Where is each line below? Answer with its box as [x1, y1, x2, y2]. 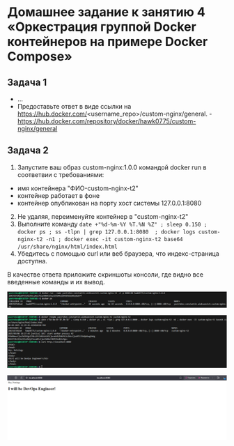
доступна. [17, 256, 47, 265]
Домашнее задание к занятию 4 [7, 4, 205, 20]
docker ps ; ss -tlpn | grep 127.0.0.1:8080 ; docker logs [17, 228, 196, 236]
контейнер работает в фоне [17, 191, 100, 199]
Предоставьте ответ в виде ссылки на [17, 102, 132, 110]
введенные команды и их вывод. [7, 277, 106, 286]
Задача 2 [7, 144, 49, 157]
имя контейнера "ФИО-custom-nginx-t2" [17, 184, 139, 192]
